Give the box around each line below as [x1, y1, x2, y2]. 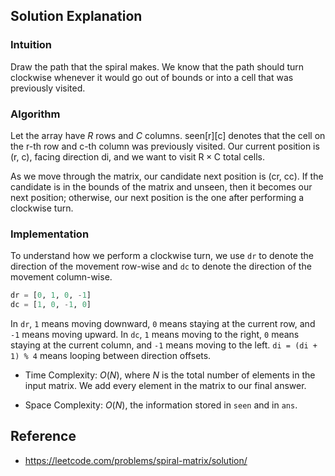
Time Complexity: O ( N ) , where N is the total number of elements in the [24, 369, 316, 381]
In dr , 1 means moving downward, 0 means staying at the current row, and [10, 318, 316, 330]
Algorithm [10, 107, 61, 121]
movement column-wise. [10, 271, 113, 283]
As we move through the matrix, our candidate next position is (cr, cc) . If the [10, 170, 324, 182]
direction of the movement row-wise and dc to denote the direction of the [10, 260, 312, 273]
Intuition [10, 38, 53, 52]
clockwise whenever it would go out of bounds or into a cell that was [10, 71, 294, 83]
